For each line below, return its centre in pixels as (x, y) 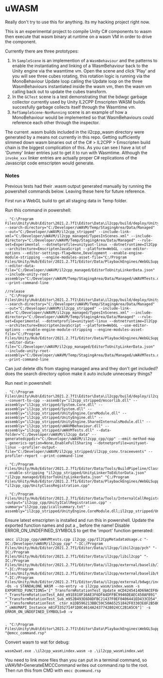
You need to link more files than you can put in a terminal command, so (76, 660)
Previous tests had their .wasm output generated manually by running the (78, 186)
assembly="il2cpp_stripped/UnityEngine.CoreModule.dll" (63, 413)
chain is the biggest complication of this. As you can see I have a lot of (76, 147)
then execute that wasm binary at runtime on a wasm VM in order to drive (78, 36)
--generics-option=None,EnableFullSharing (49, 443)
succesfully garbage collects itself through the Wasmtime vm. (74, 107)
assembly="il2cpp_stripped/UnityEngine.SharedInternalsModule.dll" (75, 422)
